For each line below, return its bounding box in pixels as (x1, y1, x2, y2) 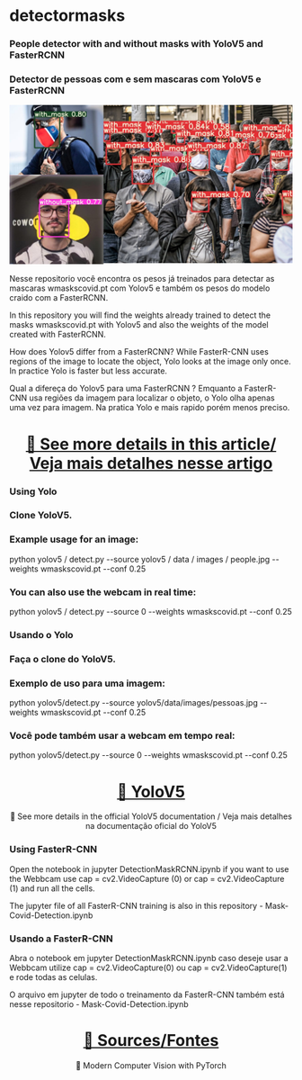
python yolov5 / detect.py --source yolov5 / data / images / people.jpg (9, 553, 271, 564)
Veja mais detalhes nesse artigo (29, 453, 273, 473)
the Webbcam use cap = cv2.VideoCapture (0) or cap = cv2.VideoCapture (9, 873, 285, 884)
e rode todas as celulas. (9, 972, 98, 982)
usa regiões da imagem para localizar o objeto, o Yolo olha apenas (29, 392, 276, 403)
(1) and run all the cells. (9, 883, 96, 894)
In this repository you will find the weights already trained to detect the (9, 310, 271, 320)
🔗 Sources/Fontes (83, 1030, 219, 1051)
